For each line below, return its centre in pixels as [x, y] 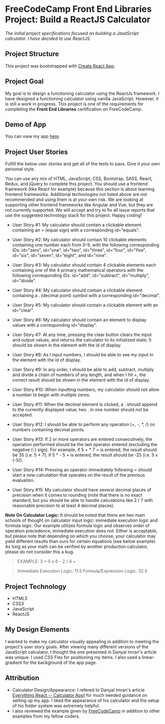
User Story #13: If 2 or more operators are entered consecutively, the [82, 439]
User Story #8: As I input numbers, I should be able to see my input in [83, 355]
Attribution [22, 678]
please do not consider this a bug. [40, 552]
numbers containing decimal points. [49, 430]
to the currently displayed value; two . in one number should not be [80, 410]
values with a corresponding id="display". [55, 325]
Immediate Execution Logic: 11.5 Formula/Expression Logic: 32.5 [82, 571]
